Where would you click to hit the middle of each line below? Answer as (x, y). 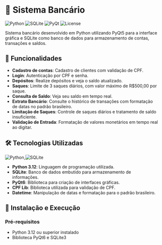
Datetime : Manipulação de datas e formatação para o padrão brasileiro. (84, 192)
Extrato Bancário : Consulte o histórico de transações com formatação (82, 101)
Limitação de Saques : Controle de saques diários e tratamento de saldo (84, 112)
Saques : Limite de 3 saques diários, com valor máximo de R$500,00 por (84, 86)
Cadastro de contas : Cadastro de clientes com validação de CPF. (78, 70)
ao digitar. (22, 127)
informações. (25, 177)
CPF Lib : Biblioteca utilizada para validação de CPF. (64, 188)
